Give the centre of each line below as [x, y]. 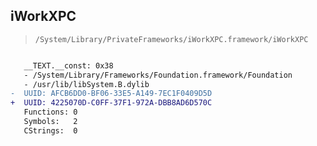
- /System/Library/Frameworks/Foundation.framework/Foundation [158, 75]
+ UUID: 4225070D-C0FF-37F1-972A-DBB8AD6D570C [111, 103]
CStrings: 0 [50, 130]
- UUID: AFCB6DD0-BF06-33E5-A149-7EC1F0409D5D [111, 94]
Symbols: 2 [50, 122]
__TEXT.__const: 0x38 [68, 65]
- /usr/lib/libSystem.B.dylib [86, 84]
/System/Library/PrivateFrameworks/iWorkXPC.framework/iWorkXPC [171, 39]
